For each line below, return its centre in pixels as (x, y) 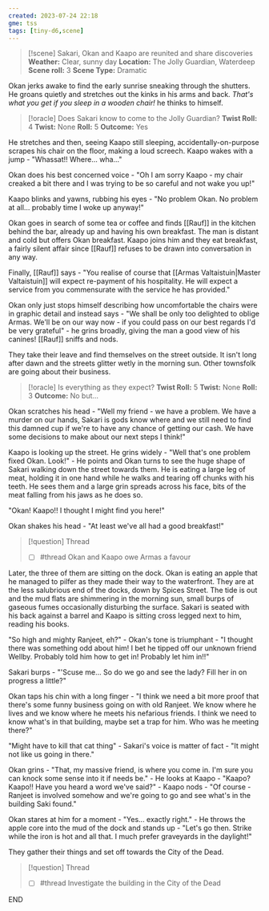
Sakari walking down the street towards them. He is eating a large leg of (127, 470)
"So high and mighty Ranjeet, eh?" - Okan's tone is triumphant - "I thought (131, 640)
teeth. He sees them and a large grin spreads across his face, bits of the (127, 486)
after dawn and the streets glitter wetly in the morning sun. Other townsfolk (132, 363)
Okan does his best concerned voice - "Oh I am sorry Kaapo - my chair (126, 175)
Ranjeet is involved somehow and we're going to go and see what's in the (129, 796)
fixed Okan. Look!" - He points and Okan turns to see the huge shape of (127, 461)
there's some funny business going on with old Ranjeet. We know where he (132, 705)
